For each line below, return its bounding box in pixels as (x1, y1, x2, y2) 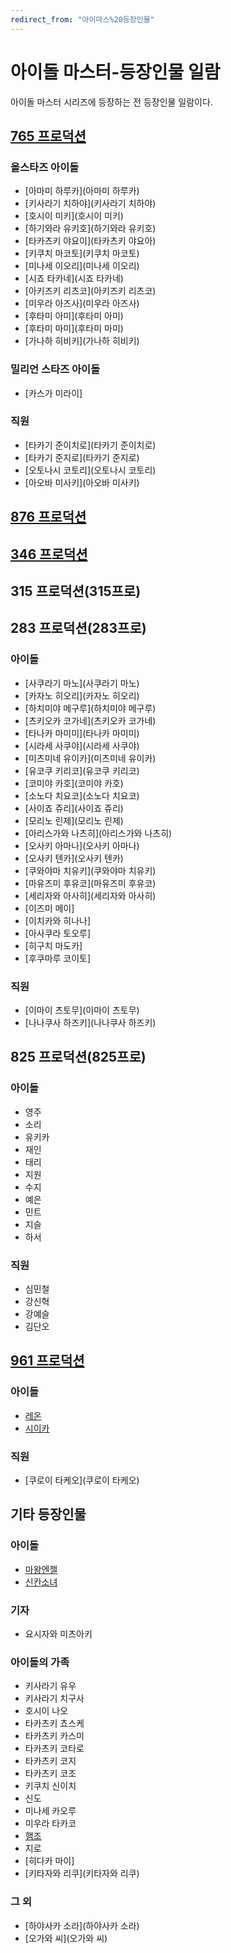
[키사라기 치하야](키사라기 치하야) (24, 197, 157, 210)
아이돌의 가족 (10, 1655, 70, 1669)
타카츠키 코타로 (24, 1742, 85, 1755)
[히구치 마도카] (24, 939, 83, 951)
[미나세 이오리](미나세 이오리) (24, 260, 140, 272)
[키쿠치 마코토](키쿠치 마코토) (24, 247, 140, 260)
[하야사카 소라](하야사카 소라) (24, 1919, 140, 1931)
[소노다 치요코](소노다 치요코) (24, 789, 140, 801)
